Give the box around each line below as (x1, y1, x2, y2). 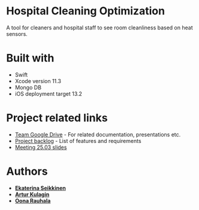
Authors (6, 165, 48, 178)
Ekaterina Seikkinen (14, 184, 66, 191)
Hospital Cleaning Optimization (6, 4, 165, 18)
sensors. (6, 30, 28, 37)
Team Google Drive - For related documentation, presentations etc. (14, 130, 181, 138)
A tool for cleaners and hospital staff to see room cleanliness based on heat (6, 24, 193, 31)
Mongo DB (14, 84, 42, 91)
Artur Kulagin (14, 190, 50, 198)
